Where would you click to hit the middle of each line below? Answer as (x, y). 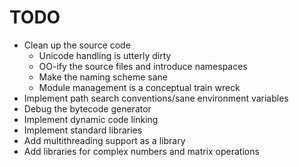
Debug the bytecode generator (87, 108)
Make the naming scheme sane (103, 77)
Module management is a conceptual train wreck (139, 87)
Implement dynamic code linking (91, 119)
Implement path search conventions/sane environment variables (156, 98)
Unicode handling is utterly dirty (105, 55)
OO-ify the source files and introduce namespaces (143, 66)
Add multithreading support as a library (104, 140)
